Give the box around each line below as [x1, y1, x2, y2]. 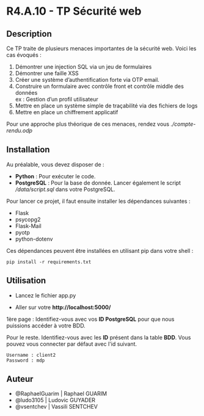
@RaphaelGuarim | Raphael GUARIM [15, 390, 107, 398]
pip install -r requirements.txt [6, 258, 92, 265]
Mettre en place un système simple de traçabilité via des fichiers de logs [15, 102, 198, 109]
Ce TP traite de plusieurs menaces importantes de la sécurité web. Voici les [6, 45, 197, 52]
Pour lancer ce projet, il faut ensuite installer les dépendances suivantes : [6, 197, 191, 205]
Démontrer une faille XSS [15, 70, 79, 77]
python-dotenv [15, 235, 53, 243]
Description [6, 29, 52, 39]
